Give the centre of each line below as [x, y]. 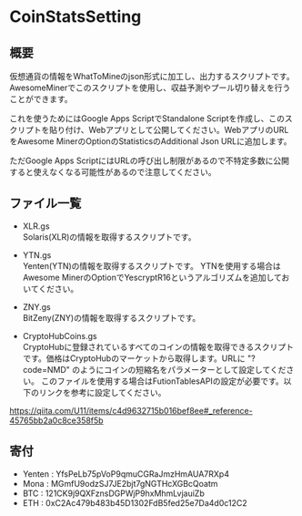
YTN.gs [37, 255]
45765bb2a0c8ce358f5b [56, 420]
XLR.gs [36, 226]
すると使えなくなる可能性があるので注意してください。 [113, 172]
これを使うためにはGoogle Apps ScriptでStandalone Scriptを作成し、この [147, 119]
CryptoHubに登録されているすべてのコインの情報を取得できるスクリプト [158, 346]
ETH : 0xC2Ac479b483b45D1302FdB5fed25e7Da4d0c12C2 [135, 502]
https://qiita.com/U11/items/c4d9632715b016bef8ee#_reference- [131, 410]
